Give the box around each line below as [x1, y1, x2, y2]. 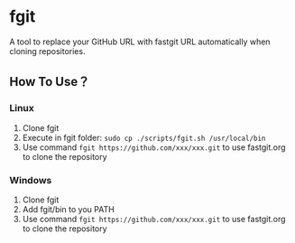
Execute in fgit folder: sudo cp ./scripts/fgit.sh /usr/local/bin [22, 132, 266, 143]
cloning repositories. [9, 45, 86, 56]
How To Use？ [9, 74, 90, 89]
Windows [9, 173, 52, 186]
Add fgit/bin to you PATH [22, 203, 115, 214]
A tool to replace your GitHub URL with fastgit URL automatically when [9, 36, 271, 47]
